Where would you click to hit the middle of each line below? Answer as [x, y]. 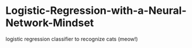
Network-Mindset [50, 23]
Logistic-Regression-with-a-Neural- [96, 11]
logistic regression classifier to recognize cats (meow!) [72, 39]
